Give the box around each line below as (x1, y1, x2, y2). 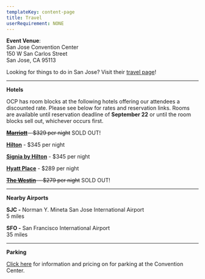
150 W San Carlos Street (6, 50, 68, 58)
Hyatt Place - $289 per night (6, 165, 79, 172)
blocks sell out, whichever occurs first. (6, 117, 104, 125)
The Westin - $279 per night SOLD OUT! (6, 177, 111, 184)
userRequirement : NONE (6, 20, 64, 26)
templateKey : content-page (6, 9, 75, 15)
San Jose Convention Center (6, 43, 79, 51)
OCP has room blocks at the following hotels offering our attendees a (6, 98, 180, 105)
